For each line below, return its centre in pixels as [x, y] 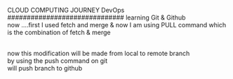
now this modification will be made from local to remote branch [99, 53]
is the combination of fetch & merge [59, 32]
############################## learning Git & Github [96, 17]
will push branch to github [45, 68]
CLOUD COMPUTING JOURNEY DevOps [66, 10]
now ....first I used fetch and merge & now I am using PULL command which [117, 25]
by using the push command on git [58, 61]
